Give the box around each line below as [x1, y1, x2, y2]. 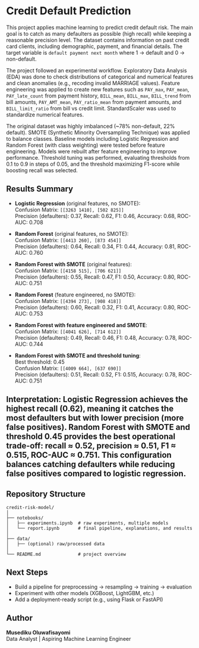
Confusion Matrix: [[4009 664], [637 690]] [14, 364, 122, 372]
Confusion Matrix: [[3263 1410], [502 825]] [14, 206, 124, 213]
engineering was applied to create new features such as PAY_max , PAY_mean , [6, 86, 189, 93]
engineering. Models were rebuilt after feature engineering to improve [6, 147, 177, 155]
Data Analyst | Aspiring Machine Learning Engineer [6, 635, 131, 642]
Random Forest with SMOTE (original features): [14, 260, 132, 268]
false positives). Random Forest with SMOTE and [6, 422, 190, 432]
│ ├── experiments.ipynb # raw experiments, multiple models [6, 520, 169, 526]
